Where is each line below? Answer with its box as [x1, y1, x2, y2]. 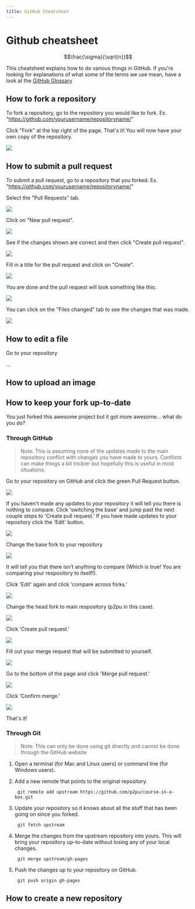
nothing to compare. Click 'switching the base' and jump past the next [6, 506, 175, 513]
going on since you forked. [14, 811, 79, 818]
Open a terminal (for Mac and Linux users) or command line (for [14, 760, 168, 767]
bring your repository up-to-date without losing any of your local [14, 838, 170, 845]
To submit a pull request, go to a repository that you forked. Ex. [6, 177, 158, 184]
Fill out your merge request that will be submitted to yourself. [6, 648, 153, 655]
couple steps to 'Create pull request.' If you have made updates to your [6, 512, 177, 519]
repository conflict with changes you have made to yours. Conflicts [20, 453, 182, 460]
